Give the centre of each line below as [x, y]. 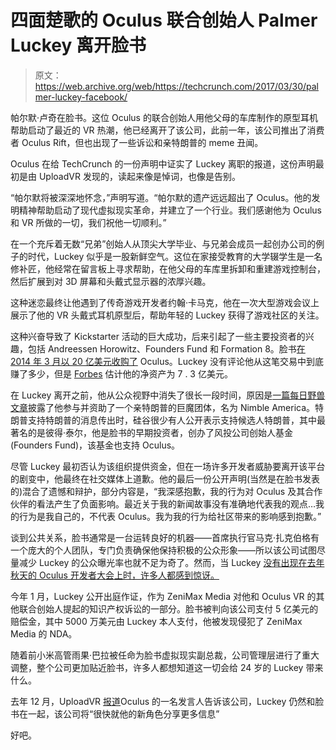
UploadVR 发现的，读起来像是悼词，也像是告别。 [139, 176]
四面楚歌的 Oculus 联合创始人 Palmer [164, 20]
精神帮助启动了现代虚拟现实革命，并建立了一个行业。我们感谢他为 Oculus [170, 210]
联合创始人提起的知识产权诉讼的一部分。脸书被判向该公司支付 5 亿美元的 [168, 608]
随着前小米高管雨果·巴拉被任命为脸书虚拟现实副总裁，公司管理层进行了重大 [165, 655]
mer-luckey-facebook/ [81, 97]
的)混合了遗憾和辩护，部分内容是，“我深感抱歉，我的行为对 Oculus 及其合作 [166, 491]
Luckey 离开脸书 [78, 45]
